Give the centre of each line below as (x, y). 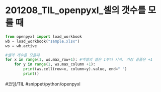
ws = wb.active (21, 46)
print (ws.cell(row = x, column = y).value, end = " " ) (75, 69)
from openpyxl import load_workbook (44, 36)
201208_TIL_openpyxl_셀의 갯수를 (75, 10)
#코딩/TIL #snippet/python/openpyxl (43, 84)
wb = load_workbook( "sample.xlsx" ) (43, 41)
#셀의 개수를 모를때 (22, 55)
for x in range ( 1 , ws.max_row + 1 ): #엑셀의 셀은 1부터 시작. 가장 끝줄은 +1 (79, 60)
